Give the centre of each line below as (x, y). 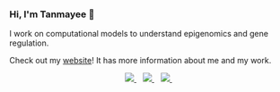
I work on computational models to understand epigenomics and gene (139, 34)
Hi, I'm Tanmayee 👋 (52, 14)
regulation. (29, 43)
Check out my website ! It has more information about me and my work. (140, 61)
